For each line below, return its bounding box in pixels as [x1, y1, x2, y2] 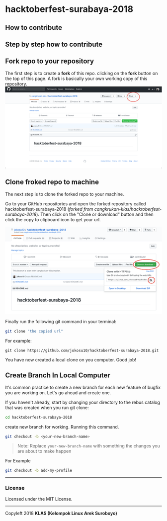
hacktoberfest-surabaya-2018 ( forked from [5, 206, 93, 212]
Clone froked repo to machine [5, 178, 99, 186]
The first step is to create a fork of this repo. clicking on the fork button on [5, 70, 158, 76]
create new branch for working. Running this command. [5, 424, 119, 430]
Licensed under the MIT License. [5, 496, 73, 502]
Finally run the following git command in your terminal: [5, 318, 117, 324]
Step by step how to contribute [5, 40, 103, 48]
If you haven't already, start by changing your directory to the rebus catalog [5, 399, 161, 405]
